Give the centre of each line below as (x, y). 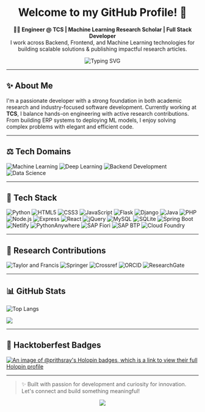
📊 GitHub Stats (36, 291)
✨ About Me (30, 86)
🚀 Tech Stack (32, 197)
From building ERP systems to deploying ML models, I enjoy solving (91, 120)
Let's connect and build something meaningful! (81, 391)
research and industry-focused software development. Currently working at (102, 107)
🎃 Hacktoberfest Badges (54, 345)
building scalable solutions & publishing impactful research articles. (103, 49)
